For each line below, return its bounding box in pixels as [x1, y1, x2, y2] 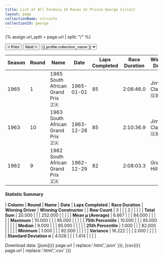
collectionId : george [5, 20, 49, 26]
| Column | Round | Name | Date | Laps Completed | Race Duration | [5, 202, 143, 208]
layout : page [5, 12, 32, 17]
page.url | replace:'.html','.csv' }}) [5, 248, 71, 254]
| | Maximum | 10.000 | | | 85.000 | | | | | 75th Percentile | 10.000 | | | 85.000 [5, 218, 158, 223]
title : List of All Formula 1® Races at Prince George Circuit [5, 7, 136, 12]
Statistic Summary [5, 191, 44, 197]
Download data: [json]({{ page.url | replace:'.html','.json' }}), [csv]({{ [5, 242, 141, 248]
